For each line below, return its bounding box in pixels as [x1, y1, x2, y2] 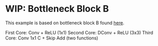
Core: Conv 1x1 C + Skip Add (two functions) [5, 35, 99, 41]
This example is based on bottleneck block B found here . [5, 20, 124, 26]
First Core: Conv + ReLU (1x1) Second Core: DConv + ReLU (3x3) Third [5, 29, 153, 35]
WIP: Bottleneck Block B [5, 3, 109, 15]
